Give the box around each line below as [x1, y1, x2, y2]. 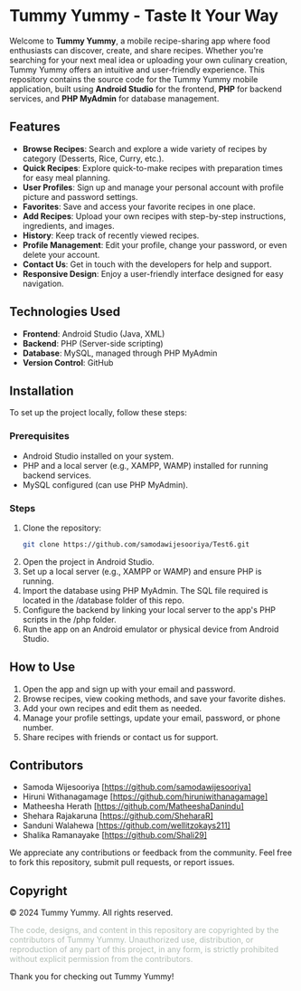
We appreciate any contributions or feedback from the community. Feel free [9, 847, 292, 858]
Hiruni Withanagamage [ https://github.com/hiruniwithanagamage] [22, 791, 268, 802]
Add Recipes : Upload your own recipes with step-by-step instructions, [22, 210, 287, 222]
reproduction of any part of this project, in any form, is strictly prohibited [9, 944, 279, 955]
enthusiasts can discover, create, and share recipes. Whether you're [9, 44, 264, 55]
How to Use [9, 660, 76, 675]
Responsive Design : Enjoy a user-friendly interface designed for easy [22, 268, 284, 279]
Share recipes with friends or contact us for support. [22, 731, 219, 742]
